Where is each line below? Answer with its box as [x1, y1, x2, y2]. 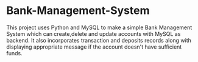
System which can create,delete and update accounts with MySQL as [6, 30, 181, 37]
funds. [6, 49, 23, 57]
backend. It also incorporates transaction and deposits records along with [6, 36, 192, 44]
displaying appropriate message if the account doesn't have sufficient [6, 43, 182, 50]
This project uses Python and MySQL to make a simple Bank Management [6, 24, 193, 31]
